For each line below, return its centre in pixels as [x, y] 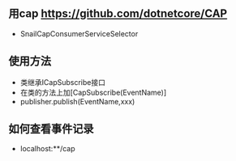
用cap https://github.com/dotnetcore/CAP [118, 14]
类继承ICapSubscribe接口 [62, 82]
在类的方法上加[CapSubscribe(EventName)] [93, 92]
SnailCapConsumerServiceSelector [79, 33]
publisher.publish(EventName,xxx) [77, 101]
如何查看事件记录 [51, 129]
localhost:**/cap [47, 149]
